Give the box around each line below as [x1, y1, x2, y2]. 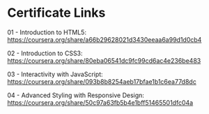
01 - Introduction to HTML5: [7, 28, 87, 36]
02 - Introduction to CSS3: [7, 49, 83, 57]
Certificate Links [7, 5, 106, 21]
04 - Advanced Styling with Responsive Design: [7, 91, 145, 99]
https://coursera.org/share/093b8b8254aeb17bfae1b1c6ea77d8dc [7, 77, 196, 85]
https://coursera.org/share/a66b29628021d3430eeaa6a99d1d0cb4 [7, 35, 202, 43]
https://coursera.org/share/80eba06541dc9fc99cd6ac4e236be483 [7, 56, 201, 64]
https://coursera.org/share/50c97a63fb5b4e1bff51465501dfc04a [7, 98, 194, 106]
